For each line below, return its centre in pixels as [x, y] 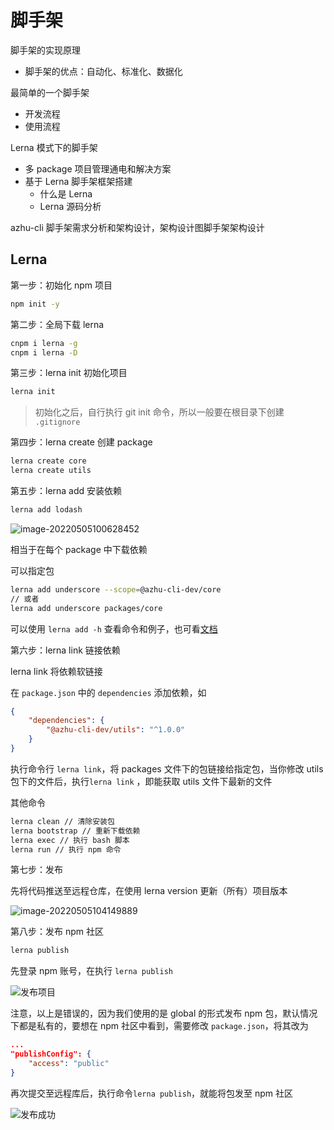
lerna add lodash [46, 510]
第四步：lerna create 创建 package [81, 442]
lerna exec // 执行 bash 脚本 [70, 840]
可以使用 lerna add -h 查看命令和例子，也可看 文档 [114, 628]
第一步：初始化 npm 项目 [61, 285]
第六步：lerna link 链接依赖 [65, 650]
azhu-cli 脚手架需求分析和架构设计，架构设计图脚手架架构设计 [137, 227]
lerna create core [48, 461]
